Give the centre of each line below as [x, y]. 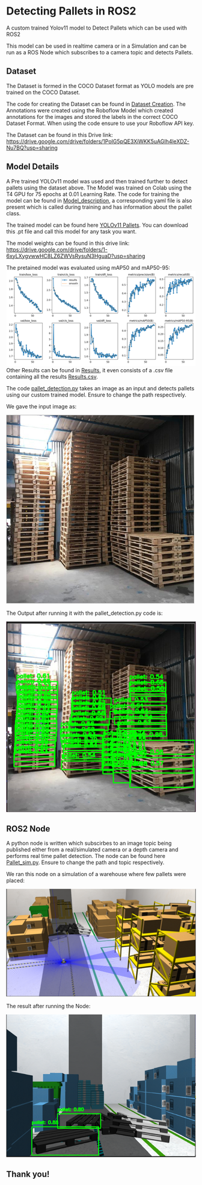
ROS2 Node [28, 829]
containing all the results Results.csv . [52, 376]
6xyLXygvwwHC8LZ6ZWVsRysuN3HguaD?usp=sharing [76, 256]
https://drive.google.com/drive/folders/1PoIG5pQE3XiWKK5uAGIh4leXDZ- [98, 141]
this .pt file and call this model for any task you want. [72, 231]
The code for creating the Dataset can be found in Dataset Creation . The [96, 104]
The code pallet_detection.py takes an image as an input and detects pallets [100, 388]
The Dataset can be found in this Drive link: [60, 135]
